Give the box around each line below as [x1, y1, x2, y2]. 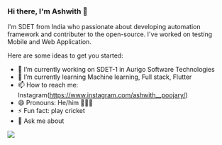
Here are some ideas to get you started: [7, 51, 124, 60]
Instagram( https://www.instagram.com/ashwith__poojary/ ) [17, 91, 188, 100]
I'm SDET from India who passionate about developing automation [7, 23, 201, 31]
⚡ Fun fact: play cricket [17, 107, 85, 115]
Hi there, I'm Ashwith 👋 [7, 6, 88, 16]
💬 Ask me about [17, 117, 65, 125]
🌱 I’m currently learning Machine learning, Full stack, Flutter [17, 72, 192, 81]
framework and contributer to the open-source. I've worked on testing [7, 30, 213, 38]
